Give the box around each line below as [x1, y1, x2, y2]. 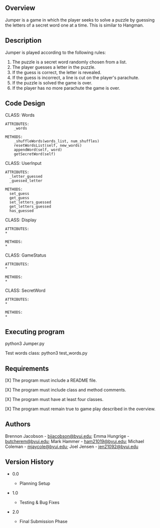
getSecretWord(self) [14, 152, 56, 157]
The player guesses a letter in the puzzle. [12, 64, 96, 70]
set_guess [9, 191, 29, 196]
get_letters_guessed [9, 204, 51, 209]
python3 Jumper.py [5, 341, 45, 346]
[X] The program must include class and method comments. [5, 387, 126, 393]
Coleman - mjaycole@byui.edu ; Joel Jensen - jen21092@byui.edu [5, 444, 138, 449]
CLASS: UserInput [5, 160, 42, 166]
